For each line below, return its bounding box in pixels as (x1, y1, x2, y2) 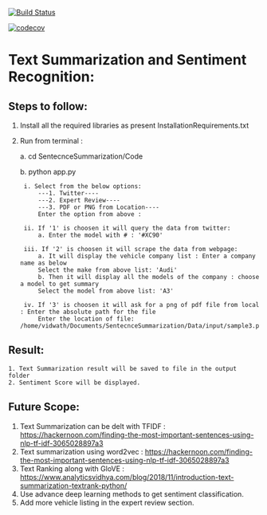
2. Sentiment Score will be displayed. (8, 379, 141, 387)
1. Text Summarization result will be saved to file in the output (8, 364, 238, 372)
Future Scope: (8, 400, 80, 414)
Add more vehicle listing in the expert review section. (19, 497, 194, 507)
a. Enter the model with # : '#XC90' (37, 231, 163, 239)
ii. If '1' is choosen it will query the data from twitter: (23, 224, 231, 232)
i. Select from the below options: (23, 183, 142, 191)
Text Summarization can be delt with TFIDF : (19, 421, 166, 430)
